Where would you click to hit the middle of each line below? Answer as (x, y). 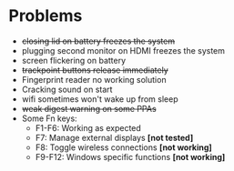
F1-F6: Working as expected (88, 127)
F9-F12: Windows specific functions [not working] (130, 156)
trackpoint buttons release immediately (95, 70)
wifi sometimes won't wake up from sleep (100, 99)
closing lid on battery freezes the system (98, 41)
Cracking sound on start (67, 89)
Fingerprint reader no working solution (94, 79)
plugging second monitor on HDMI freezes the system (123, 50)
